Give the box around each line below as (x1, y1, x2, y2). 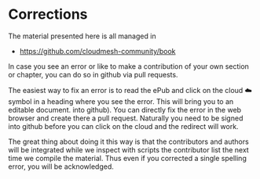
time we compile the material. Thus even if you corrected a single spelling (8, 153, 247, 163)
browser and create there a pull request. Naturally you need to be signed (8, 113, 244, 123)
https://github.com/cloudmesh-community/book (19, 46, 176, 55)
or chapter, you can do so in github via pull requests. (8, 70, 178, 79)
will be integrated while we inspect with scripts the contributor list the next (8, 145, 249, 154)
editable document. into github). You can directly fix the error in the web (8, 105, 242, 114)
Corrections (8, 5, 88, 23)
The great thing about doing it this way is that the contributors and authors (8, 137, 249, 146)
